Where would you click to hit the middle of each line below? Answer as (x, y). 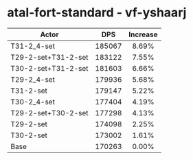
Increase (143, 34)
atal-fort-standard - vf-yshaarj (97, 13)
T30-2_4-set (33, 102)
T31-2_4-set (33, 46)
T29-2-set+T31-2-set (49, 57)
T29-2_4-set (33, 79)
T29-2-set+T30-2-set (49, 113)
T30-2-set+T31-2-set (49, 68)
